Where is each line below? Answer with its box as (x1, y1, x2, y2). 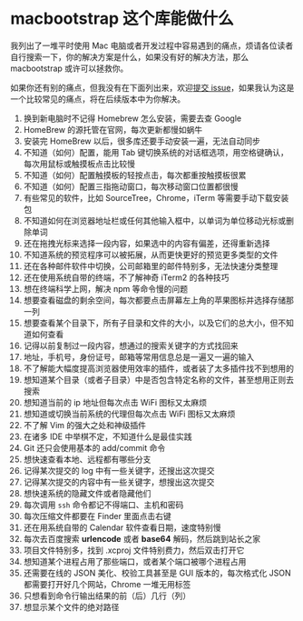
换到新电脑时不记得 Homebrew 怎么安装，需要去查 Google (23, 113, 242, 124)
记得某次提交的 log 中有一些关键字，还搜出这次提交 (23, 465, 216, 476)
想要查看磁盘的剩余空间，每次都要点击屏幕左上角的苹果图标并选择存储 (23, 295, 287, 305)
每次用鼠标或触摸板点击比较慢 (23, 158, 135, 169)
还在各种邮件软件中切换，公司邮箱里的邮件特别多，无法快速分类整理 (23, 260, 279, 271)
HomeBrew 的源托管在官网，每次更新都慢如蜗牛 (23, 124, 203, 135)
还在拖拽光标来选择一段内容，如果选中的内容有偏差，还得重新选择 (23, 237, 270, 248)
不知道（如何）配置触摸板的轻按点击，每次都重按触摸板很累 (23, 169, 247, 180)
